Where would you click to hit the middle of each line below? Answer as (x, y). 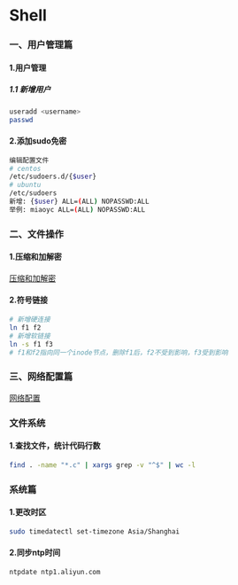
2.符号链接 (29, 300)
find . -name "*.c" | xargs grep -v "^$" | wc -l (103, 465)
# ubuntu (25, 185)
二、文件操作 (37, 234)
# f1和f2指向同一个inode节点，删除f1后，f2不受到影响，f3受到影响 (119, 352)
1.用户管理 (28, 67)
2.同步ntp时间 (35, 553)
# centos (25, 168)
